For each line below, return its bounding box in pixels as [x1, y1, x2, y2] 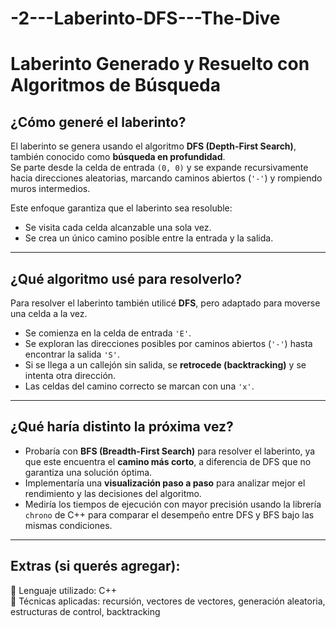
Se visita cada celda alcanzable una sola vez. [24, 222, 212, 234]
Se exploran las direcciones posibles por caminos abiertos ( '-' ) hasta [24, 338, 313, 349]
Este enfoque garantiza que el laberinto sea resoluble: [10, 202, 233, 214]
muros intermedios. [10, 183, 91, 195]
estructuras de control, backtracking [10, 605, 161, 617]
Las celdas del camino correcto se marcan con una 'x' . [24, 380, 255, 392]
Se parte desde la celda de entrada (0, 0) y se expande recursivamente [10, 162, 309, 174]
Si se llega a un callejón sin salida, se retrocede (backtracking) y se [24, 359, 307, 371]
